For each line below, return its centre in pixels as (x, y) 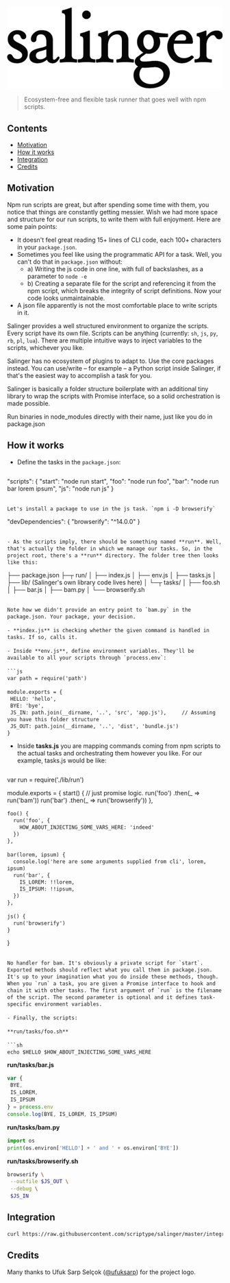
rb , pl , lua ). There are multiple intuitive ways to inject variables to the (104, 340)
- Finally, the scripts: (42, 1018)
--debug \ (24, 1189)
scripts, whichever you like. (46, 347)
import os (21, 1141)
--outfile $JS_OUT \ (39, 1182)
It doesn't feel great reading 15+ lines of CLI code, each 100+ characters (119, 240)
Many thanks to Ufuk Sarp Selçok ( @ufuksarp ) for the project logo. (102, 1272)
